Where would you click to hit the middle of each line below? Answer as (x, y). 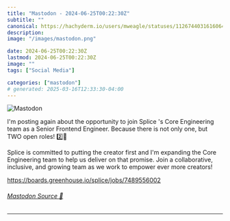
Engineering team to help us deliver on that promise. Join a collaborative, (110, 160)
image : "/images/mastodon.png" (52, 39)
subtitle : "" (26, 20)
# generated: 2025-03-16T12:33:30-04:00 (66, 89)
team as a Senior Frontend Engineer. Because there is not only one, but (107, 129)
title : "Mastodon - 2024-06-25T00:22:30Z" (68, 13)
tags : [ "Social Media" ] (41, 70)
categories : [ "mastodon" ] (44, 83)
